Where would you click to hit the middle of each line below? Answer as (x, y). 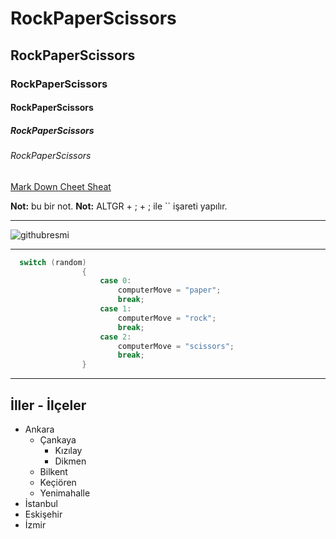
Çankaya (58, 439)
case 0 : (115, 281)
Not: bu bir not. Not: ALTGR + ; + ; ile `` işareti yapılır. (119, 206)
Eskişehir (43, 514)
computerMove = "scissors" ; (176, 346)
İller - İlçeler (48, 405)
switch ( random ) (53, 262)
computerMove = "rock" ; (167, 318)
